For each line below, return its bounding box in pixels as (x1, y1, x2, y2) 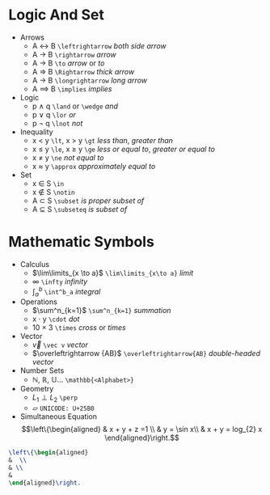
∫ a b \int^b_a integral (32, 285, 101, 298)
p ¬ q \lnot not (32, 118, 83, 128)
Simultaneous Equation (19, 412, 98, 421)
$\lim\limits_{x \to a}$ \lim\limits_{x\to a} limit (32, 268, 194, 277)
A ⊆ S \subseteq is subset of (32, 204, 128, 214)
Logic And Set (8, 6, 105, 24)
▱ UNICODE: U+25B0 (32, 403, 95, 413)
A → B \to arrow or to (32, 58, 105, 68)
